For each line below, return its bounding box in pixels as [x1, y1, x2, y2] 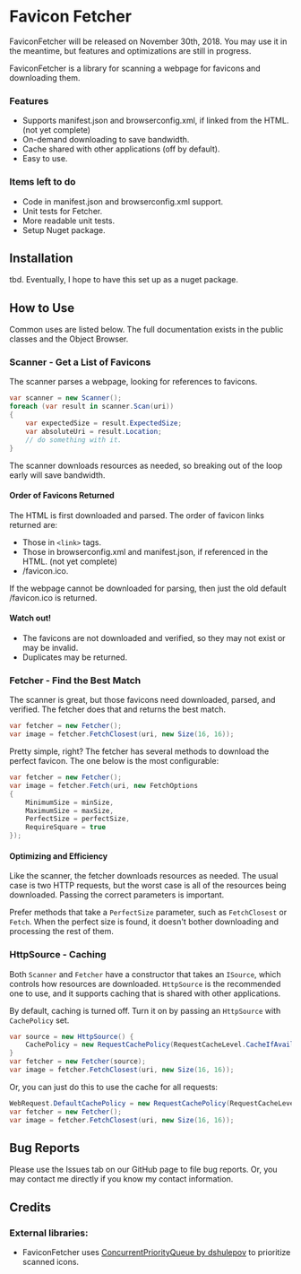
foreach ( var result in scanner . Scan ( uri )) [9, 402, 175, 412]
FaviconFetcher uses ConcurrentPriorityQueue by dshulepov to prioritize [21, 1247, 291, 1258]
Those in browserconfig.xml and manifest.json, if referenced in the [21, 546, 269, 557]
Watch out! [9, 612, 52, 624]
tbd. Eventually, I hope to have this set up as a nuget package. [9, 274, 239, 285]
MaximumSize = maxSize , [25, 806, 115, 815]
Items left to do [9, 176, 76, 188]
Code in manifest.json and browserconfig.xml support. [21, 195, 224, 207]
